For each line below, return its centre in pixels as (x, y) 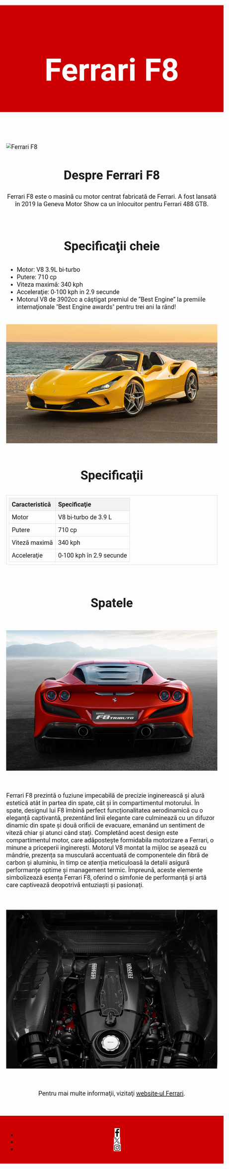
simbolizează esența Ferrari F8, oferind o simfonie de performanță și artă (107, 878)
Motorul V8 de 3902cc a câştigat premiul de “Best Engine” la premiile (111, 299)
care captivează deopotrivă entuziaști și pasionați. (75, 885)
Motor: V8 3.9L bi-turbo (48, 270)
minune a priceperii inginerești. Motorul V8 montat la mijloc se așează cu (106, 848)
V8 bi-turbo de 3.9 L (85, 517)
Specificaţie (75, 504)
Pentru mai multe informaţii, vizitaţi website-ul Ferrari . (112, 1093)
